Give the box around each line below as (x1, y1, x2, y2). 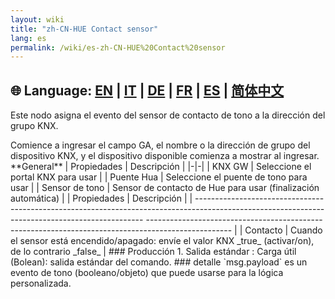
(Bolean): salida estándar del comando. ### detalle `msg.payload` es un (10, 256, 308, 268)
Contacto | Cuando (244, 224, 323, 236)
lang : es (10, 33, 47, 43)
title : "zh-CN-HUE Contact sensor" (10, 24, 159, 34)
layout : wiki (10, 14, 65, 25)
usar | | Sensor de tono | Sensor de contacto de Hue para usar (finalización (10, 182, 320, 194)
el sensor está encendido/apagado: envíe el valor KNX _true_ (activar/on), (10, 235, 315, 247)
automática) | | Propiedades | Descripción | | (10, 192, 193, 205)
